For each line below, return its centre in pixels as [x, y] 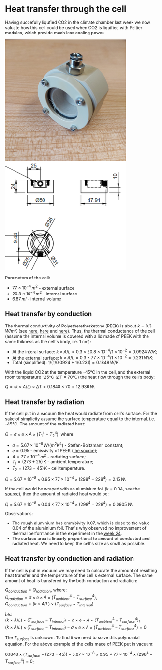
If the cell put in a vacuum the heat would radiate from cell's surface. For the [81, 413]
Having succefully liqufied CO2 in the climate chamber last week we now [78, 22]
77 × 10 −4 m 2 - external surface [43, 287]
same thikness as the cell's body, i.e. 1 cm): [48, 341]
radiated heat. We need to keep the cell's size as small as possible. [79, 543]
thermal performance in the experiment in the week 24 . [67, 533]
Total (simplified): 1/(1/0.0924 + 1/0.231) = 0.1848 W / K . [66, 363]
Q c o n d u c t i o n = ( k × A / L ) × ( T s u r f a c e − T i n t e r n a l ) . [50, 604]
